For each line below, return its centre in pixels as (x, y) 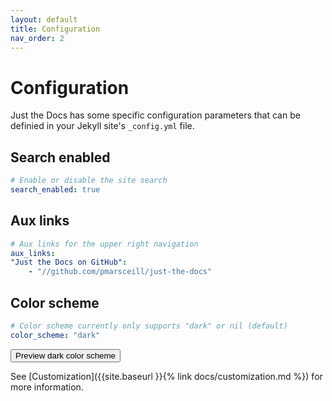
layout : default (44, 19)
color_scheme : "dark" (55, 335)
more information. (47, 387)
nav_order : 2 (37, 38)
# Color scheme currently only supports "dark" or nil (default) (149, 326)
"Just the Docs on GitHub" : (69, 262)
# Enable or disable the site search (89, 181)
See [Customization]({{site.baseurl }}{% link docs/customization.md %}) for (166, 376)
